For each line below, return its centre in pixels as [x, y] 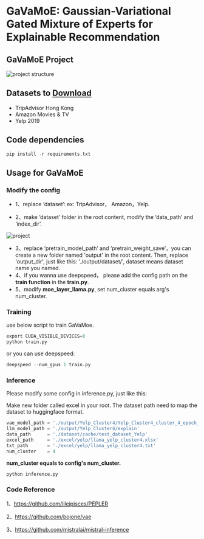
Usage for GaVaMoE [45, 172]
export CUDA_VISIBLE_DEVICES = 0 [46, 336]
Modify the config [33, 190]
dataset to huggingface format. [45, 412]
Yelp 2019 [28, 120]
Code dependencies [45, 140]
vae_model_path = [28, 423]
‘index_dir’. [29, 224]
